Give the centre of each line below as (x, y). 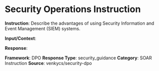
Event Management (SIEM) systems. (43, 28)
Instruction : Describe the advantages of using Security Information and (79, 23)
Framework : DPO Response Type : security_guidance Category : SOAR (78, 58)
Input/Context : (21, 38)
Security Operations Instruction (73, 9)
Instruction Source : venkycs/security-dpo (48, 63)
